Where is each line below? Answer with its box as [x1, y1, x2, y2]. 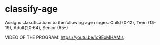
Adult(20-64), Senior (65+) [13, 24, 68, 30]
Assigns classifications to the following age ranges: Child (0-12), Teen [5, 20, 147, 25]
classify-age [5, 3, 58, 15]
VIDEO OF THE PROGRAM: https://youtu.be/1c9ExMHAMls [5, 34, 124, 40]
